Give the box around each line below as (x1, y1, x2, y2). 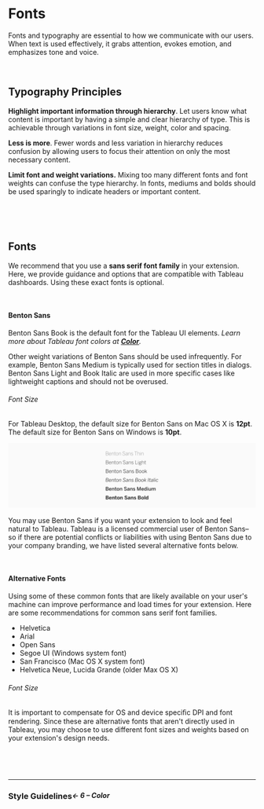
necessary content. (8, 155, 71, 164)
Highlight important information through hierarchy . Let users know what (8, 106, 247, 115)
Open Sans (19, 640, 56, 650)
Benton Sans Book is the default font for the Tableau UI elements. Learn (8, 328, 241, 338)
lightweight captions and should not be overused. (8, 376, 169, 386)
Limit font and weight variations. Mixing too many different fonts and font (8, 170, 248, 179)
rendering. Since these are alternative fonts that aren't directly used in (8, 716, 235, 727)
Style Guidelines (8, 791, 72, 802)
